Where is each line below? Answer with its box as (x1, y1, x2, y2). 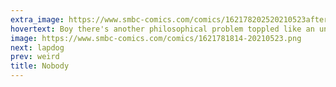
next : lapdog (10, 42, 65, 53)
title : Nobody (10, 61, 70, 71)
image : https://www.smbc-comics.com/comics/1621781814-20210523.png (10, 33, 302, 43)
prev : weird (10, 52, 60, 62)
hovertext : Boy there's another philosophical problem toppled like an (10, 24, 315, 34)
